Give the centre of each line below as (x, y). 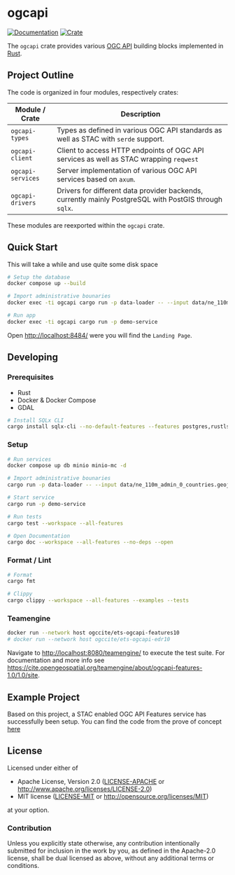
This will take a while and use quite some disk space (83, 264)
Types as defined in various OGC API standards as (140, 130)
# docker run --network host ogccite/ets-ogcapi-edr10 (89, 640)
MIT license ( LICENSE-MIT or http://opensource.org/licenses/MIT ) (113, 796)
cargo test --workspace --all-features (65, 523)
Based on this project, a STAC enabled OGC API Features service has (107, 714)
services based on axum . (96, 179)
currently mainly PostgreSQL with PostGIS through (140, 199)
